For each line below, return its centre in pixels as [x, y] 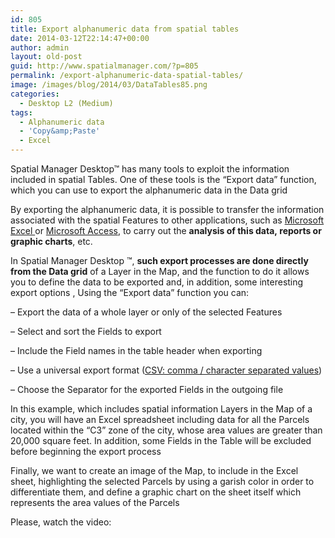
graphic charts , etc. [51, 241]
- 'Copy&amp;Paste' [60, 131]
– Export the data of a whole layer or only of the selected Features [146, 312]
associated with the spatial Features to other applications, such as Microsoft [167, 220]
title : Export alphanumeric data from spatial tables [125, 29]
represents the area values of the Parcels [95, 502]
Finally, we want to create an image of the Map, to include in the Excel [154, 470]
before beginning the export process [86, 451]
